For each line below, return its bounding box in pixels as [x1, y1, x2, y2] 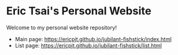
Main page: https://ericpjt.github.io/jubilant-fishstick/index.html [14, 35, 172, 42]
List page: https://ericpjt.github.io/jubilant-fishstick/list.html [14, 42, 162, 49]
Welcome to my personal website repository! [6, 24, 117, 31]
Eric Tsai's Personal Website [6, 4, 152, 18]
